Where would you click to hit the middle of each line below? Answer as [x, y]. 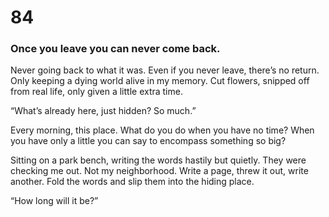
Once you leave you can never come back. [115, 49]
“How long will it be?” [54, 201]
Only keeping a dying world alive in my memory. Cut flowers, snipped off [160, 81]
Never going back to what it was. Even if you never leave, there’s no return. [165, 70]
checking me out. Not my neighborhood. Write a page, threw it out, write [159, 171]
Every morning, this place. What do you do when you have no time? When [162, 130]
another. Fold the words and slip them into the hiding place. [132, 182]
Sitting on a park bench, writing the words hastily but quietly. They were [158, 160]
